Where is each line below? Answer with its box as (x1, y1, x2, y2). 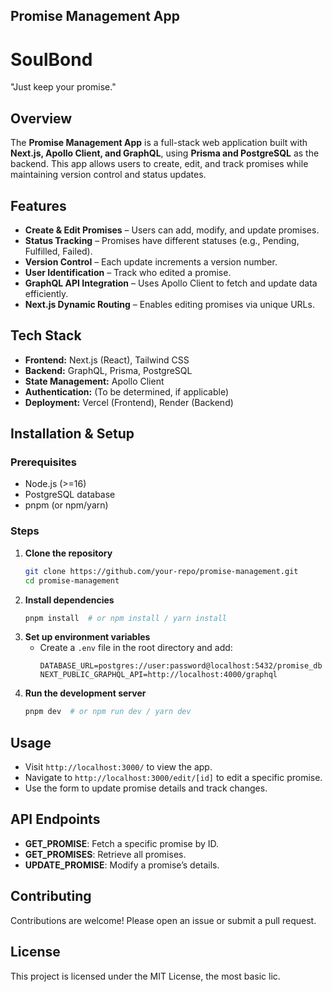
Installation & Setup (10, 425, 135, 443)
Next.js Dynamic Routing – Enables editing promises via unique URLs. (24, 298, 315, 310)
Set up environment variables (24, 631, 151, 643)
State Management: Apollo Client (24, 375, 165, 387)
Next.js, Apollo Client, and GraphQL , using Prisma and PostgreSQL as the (10, 147, 320, 159)
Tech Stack (10, 327, 82, 344)
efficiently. (24, 287, 69, 299)
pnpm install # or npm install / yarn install (24, 613, 227, 623)
